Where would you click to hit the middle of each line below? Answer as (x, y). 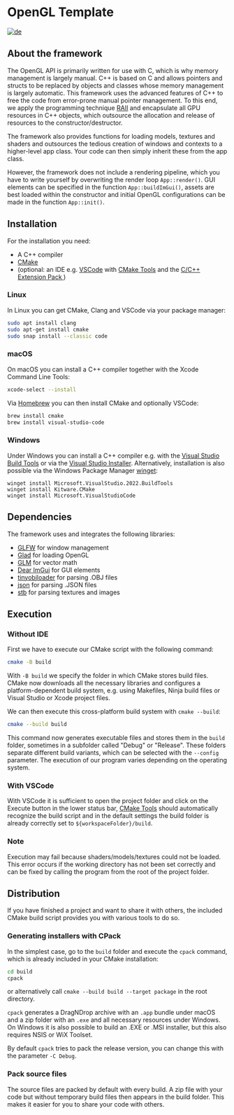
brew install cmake (36, 416)
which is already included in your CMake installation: (83, 959)
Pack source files (37, 1074)
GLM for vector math (47, 562)
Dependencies (39, 517)
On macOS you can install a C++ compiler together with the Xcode (103, 369)
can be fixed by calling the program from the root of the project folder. (108, 871)
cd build (20, 971)
